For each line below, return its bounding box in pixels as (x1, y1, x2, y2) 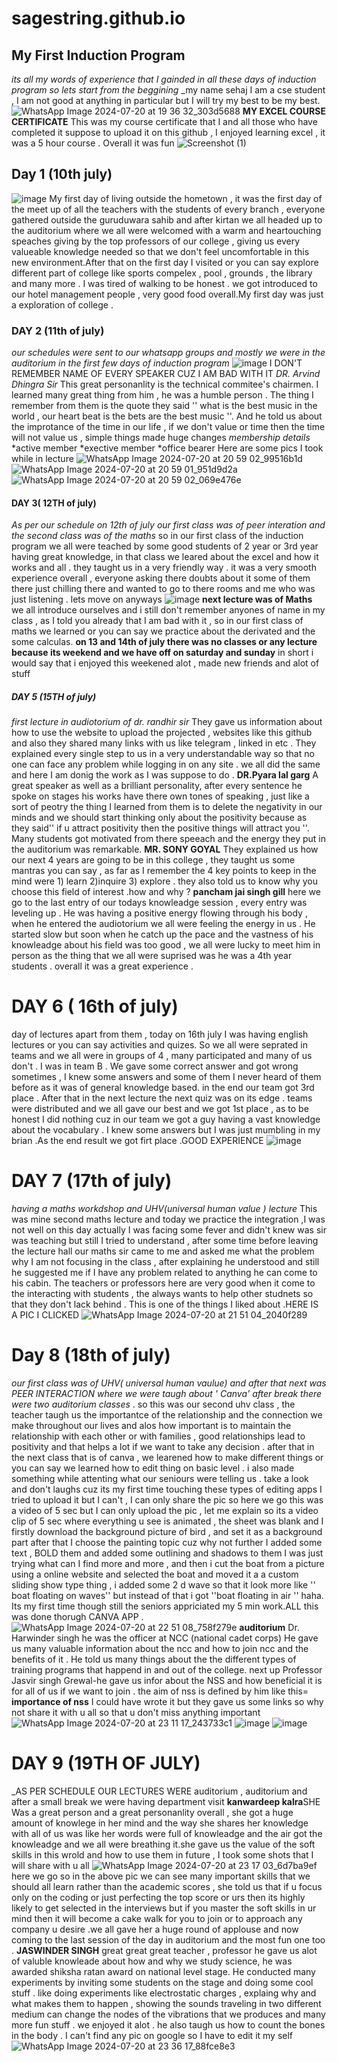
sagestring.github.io (11, 7, 186, 30)
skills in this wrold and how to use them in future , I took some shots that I (11, 1849, 314, 1861)
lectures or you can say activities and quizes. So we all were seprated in (11, 1039, 309, 1051)
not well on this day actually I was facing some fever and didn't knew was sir (11, 1224, 327, 1236)
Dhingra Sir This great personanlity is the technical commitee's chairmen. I (11, 378, 319, 391)
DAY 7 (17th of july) (11, 1170, 173, 1192)
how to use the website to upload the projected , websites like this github (11, 727, 313, 739)
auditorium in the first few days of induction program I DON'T (11, 357, 303, 369)
